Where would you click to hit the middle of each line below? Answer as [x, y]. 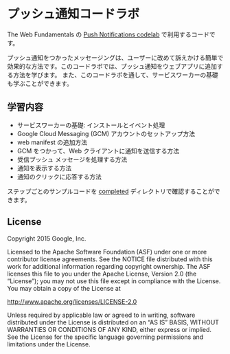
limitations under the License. [49, 344]
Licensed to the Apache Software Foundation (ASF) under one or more [107, 252]
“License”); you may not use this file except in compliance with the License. [114, 281]
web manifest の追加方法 [52, 142]
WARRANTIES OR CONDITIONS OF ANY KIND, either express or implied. [109, 329]
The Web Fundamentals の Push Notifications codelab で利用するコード [108, 34]
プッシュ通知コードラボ [73, 14]
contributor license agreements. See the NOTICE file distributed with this [110, 259]
